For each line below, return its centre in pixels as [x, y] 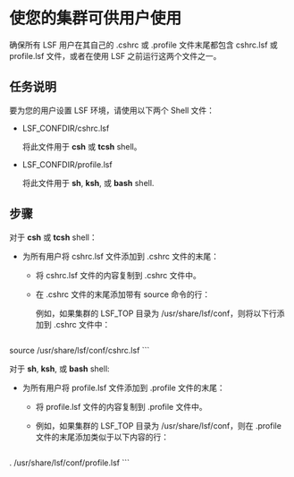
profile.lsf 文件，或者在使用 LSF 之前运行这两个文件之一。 [115, 55]
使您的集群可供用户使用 [96, 18]
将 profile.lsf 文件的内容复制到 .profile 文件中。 [121, 406]
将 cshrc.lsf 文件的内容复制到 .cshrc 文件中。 [118, 275]
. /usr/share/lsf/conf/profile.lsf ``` [70, 463]
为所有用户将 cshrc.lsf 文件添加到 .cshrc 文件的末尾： [120, 256]
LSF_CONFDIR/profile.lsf [67, 164]
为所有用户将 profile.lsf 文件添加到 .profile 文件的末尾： [123, 388]
